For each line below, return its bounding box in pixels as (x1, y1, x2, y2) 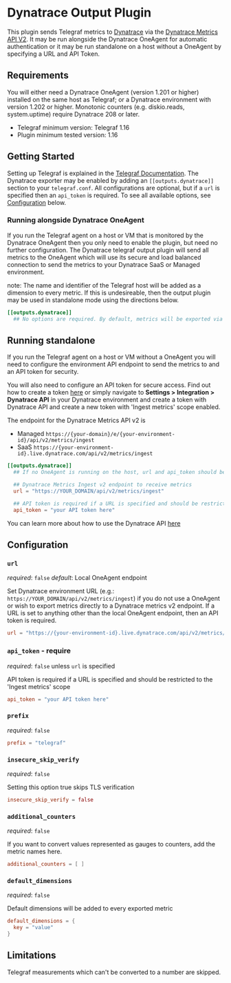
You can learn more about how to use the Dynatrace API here (7, 519, 181, 527)
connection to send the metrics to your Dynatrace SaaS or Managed (7, 260, 201, 268)
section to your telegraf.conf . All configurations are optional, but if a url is (7, 183, 220, 192)
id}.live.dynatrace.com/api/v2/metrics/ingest (16, 450, 153, 457)
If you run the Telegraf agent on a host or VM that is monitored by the (7, 231, 204, 239)
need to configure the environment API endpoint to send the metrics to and (7, 360, 220, 368)
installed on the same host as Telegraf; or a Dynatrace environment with (7, 95, 212, 103)
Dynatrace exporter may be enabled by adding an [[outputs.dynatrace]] (7, 176, 214, 184)
